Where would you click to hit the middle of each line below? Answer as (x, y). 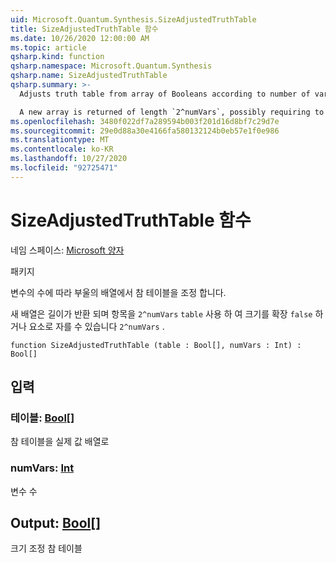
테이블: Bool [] (42, 418)
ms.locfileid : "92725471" (64, 168)
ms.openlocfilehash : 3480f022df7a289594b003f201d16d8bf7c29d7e (145, 121)
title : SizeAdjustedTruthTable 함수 (84, 29)
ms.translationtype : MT (60, 140)
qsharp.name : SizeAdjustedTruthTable (89, 76)
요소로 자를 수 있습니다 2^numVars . (96, 326)
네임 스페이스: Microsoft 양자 (67, 250)
